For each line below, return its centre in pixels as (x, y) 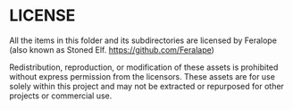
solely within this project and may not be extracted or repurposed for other (146, 86)
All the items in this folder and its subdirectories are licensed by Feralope (143, 40)
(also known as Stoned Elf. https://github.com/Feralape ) (112, 49)
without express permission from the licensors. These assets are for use (142, 76)
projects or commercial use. (61, 96)
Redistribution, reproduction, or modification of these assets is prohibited (144, 67)
